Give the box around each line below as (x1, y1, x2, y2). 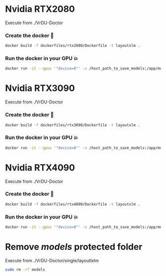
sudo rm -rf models (5, 267, 45, 272)
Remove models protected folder (5, 241, 142, 252)
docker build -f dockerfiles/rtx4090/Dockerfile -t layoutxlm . (5, 202, 140, 207)
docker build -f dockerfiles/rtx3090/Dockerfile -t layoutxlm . (5, 122, 140, 128)
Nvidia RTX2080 (5, 3, 75, 15)
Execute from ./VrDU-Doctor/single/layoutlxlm (5, 257, 99, 263)
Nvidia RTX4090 (5, 162, 75, 173)
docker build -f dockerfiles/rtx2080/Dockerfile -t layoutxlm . (5, 43, 140, 48)
